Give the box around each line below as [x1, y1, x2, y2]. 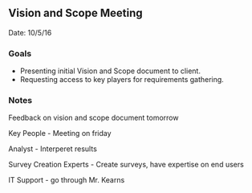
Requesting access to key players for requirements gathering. [19, 75, 225, 84]
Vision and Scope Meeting [8, 6, 143, 20]
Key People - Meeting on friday [8, 129, 112, 138]
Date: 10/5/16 [8, 27, 52, 37]
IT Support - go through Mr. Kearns [8, 175, 125, 185]
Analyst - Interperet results [8, 144, 98, 154]
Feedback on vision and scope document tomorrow [8, 113, 179, 123]
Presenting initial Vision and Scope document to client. [19, 66, 201, 76]
